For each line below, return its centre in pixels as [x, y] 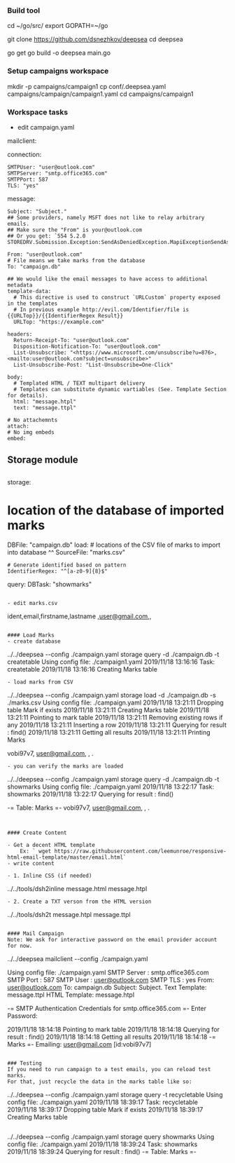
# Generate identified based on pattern [67, 565]
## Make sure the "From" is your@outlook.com [74, 230]
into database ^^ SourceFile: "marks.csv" [66, 552]
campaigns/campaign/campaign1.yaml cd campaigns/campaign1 [100, 94]
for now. [20, 946]
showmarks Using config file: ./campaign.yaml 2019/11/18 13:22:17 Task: [111, 787]
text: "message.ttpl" [45, 408]
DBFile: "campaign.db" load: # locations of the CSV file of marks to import [114, 545]
